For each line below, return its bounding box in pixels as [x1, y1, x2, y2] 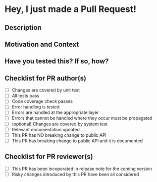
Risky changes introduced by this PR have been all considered [11, 171, 139, 177]
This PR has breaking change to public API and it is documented [11, 138, 143, 144]
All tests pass [11, 93, 40, 99]
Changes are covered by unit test [11, 87, 80, 93]
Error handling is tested [11, 104, 60, 110]
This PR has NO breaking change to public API [11, 132, 107, 138]
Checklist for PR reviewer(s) [4, 153, 94, 161]
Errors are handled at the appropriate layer [11, 109, 99, 115]
